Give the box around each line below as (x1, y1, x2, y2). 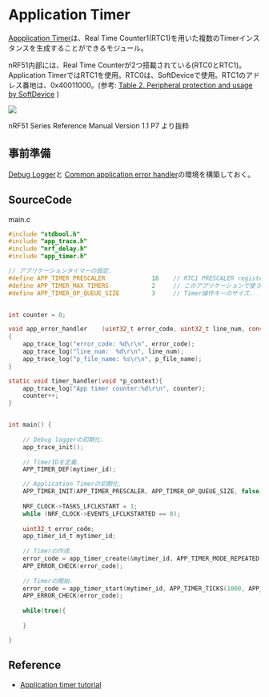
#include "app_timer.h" (8, 253, 88, 261)
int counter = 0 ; (8, 310, 66, 318)
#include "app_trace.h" (8, 237, 88, 245)
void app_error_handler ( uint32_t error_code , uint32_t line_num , (8, 325, 246, 334)
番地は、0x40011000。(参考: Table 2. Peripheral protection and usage (22, 80, 254, 90)
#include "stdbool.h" (8, 230, 81, 238)
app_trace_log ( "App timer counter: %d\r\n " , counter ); (22, 384, 206, 392)
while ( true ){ (22, 607, 66, 615)
